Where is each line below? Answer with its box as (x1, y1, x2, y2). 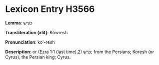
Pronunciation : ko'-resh (5, 39, 55, 45)
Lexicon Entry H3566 (5, 3, 95, 15)
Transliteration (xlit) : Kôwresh (5, 29, 68, 35)
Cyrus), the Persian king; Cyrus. (5, 54, 71, 60)
